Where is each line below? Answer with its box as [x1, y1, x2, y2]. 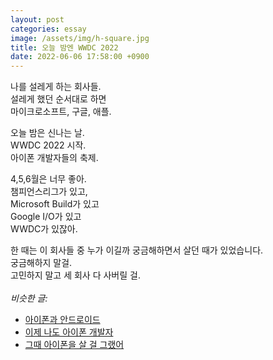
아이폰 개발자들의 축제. [10, 152, 99, 164]
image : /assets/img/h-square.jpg [10, 33, 150, 43]
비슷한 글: [10, 292, 48, 305]
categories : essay [10, 24, 87, 34]
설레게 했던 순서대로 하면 [10, 93, 107, 105]
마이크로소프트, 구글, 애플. [10, 106, 112, 118]
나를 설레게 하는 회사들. [10, 81, 102, 93]
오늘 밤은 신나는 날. [10, 127, 85, 139]
